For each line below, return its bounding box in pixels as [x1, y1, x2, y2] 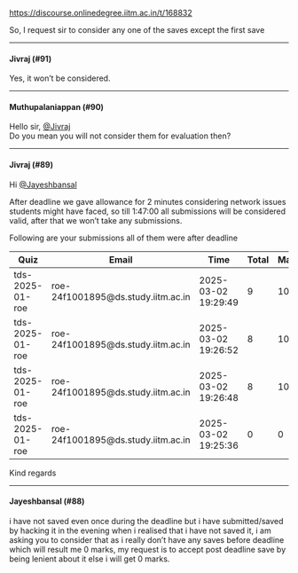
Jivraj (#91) [9, 53, 52, 64]
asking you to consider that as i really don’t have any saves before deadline [9, 534, 285, 545]
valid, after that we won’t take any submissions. [9, 215, 183, 225]
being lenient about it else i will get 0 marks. [9, 553, 170, 564]
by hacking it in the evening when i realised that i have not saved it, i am [9, 525, 272, 536]
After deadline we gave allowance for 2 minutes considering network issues [9, 196, 286, 207]
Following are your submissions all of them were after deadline [9, 232, 238, 243]
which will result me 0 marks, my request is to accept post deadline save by [9, 544, 286, 554]
